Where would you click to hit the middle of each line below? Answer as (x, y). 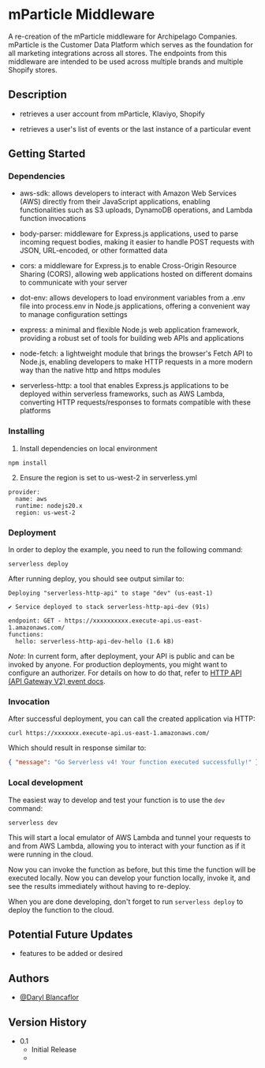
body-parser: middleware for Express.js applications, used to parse (129, 233)
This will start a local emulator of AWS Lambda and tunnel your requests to (129, 837)
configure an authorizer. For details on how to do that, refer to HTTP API (125, 673)
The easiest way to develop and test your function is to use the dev (117, 800)
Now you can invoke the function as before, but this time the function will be (132, 869)
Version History (47, 1022)
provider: (24, 492)
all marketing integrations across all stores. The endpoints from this (118, 53)
